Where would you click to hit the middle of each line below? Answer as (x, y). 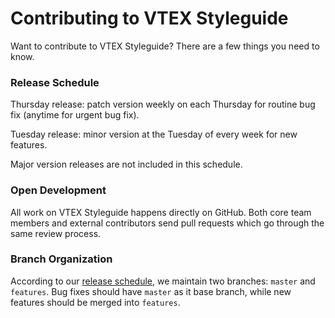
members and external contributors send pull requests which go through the (167, 223)
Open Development (58, 190)
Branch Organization (61, 259)
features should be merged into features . (95, 302)
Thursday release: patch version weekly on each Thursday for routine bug (163, 104)
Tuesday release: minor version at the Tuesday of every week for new (154, 134)
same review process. (56, 233)
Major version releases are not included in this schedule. (126, 164)
